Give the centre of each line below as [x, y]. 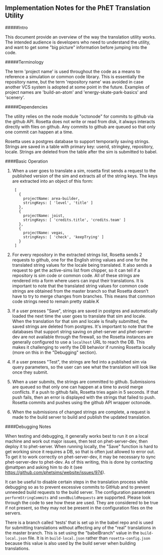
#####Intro [17, 27]
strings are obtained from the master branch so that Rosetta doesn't [80, 291]
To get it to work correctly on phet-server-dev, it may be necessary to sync [80, 457]
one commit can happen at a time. [39, 132]
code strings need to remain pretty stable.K [56, 301]
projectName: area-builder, [52, 198]
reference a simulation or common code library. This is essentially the [75, 76]
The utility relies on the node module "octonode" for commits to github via [79, 116]
